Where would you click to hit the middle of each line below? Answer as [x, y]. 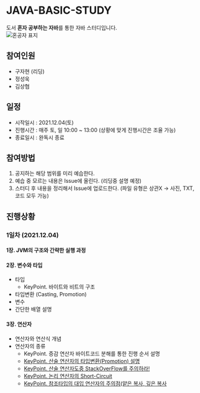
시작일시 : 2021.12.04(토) [44, 122]
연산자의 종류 [30, 346]
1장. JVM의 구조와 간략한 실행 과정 [46, 250]
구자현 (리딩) [30, 71]
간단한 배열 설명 [33, 309]
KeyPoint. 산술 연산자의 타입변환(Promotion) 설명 [82, 361]
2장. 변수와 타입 [24, 265]
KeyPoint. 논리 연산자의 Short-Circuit [68, 376]
